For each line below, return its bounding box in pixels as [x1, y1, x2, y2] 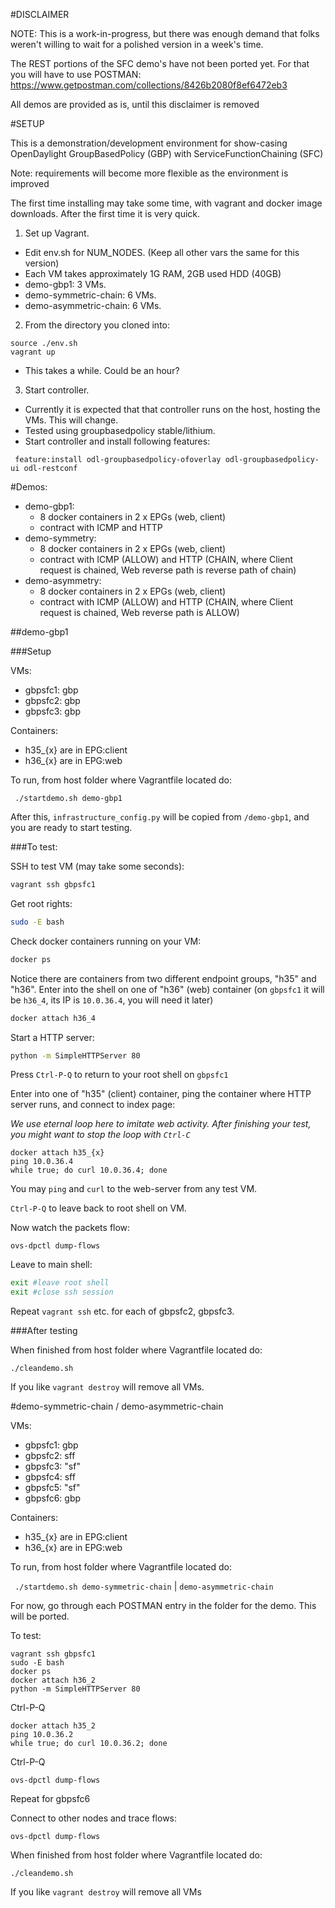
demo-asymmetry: [24, 575, 102, 586]
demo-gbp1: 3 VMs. [24, 279, 107, 290]
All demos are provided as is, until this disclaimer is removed [10, 99, 260, 110]
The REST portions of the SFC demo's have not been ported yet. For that [10, 58, 310, 69]
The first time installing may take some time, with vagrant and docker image [10, 197, 323, 209]
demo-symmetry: [24, 532, 97, 544]
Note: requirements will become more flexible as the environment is [10, 167, 289, 179]
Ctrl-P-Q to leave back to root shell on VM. [10, 1202, 187, 1214]
